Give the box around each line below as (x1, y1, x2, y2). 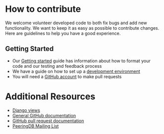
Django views (12, 107, 41, 113)
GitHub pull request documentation (12, 118, 84, 124)
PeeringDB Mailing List (12, 123, 59, 129)
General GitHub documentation (12, 112, 76, 118)
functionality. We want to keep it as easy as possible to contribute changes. (5, 25, 160, 31)
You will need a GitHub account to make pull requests (12, 73, 122, 80)
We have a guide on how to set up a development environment (12, 68, 140, 74)
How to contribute (5, 3, 81, 15)
